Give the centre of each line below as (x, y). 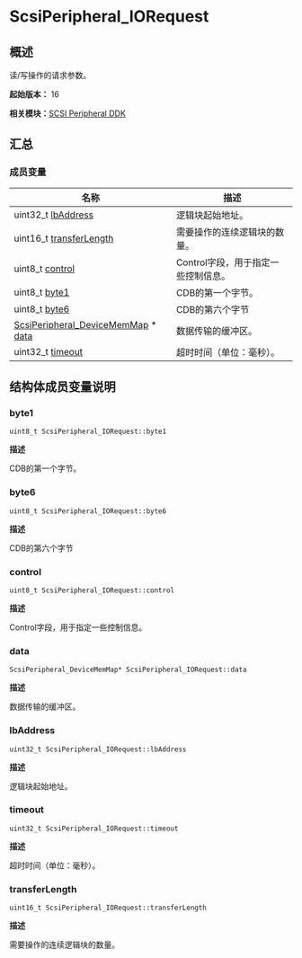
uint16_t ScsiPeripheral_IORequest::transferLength (108, 908)
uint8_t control (44, 269)
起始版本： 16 (35, 94)
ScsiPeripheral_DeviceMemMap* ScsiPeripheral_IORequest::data (128, 670)
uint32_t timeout (49, 351)
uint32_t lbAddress (54, 215)
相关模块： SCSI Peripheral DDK (67, 113)
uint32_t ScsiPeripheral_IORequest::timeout (94, 829)
